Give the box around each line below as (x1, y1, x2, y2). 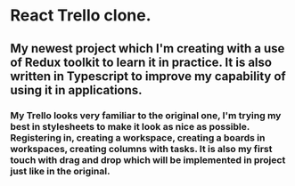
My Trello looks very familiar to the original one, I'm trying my (10, 109, 282, 121)
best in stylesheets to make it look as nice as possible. (10, 120, 250, 133)
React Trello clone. (10, 5, 152, 26)
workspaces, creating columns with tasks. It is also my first (10, 142, 273, 155)
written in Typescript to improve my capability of (10, 69, 286, 84)
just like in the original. (10, 165, 111, 177)
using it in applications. (10, 82, 143, 98)
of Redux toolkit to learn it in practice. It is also (10, 54, 273, 69)
